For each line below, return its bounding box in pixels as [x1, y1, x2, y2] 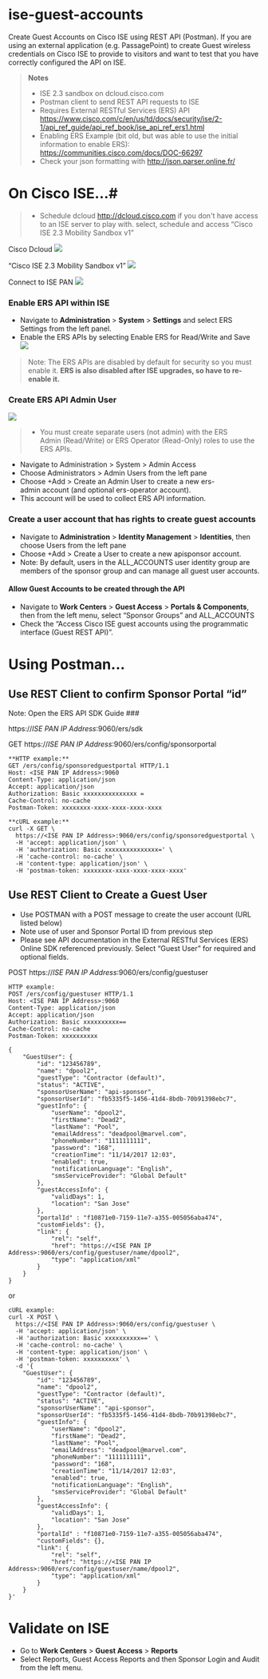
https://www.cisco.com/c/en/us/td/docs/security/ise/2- [39, 113, 223, 123]
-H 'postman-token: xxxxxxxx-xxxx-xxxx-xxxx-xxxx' [15, 866, 187, 874]
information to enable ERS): [39, 139, 130, 149]
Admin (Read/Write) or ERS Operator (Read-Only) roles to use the [39, 436, 255, 445]
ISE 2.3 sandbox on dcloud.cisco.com [39, 88, 164, 97]
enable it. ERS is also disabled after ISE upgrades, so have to [27, 366, 231, 376]
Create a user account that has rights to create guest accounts [8, 514, 257, 525]
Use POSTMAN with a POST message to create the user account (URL [19, 909, 252, 919]
